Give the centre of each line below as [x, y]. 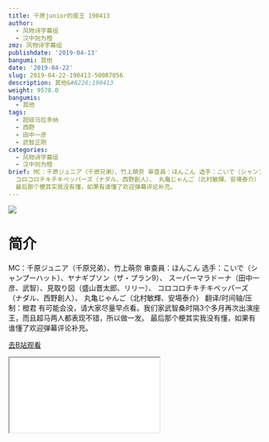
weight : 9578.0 [34, 90]
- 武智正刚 [31, 142]
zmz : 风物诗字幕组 [35, 46]
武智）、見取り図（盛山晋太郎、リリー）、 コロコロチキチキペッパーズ [135, 287]
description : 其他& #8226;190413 [61, 82]
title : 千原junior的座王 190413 [59, 16]
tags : [17, 113]
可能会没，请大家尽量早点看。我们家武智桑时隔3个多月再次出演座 [153, 307]
